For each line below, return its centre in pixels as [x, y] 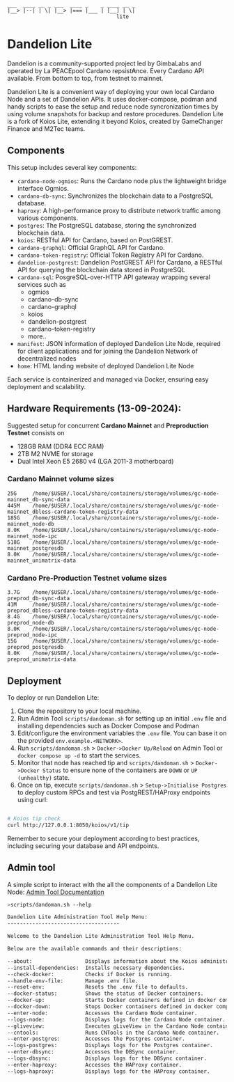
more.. [37, 336]
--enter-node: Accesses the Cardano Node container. [102, 1013]
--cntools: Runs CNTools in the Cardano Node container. [113, 1033]
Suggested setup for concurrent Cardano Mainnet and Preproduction [108, 425]
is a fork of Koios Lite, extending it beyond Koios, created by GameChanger [115, 121]
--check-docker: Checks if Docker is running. [90, 974]
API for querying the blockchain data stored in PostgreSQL [101, 269]
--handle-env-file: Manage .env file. [73, 981]
